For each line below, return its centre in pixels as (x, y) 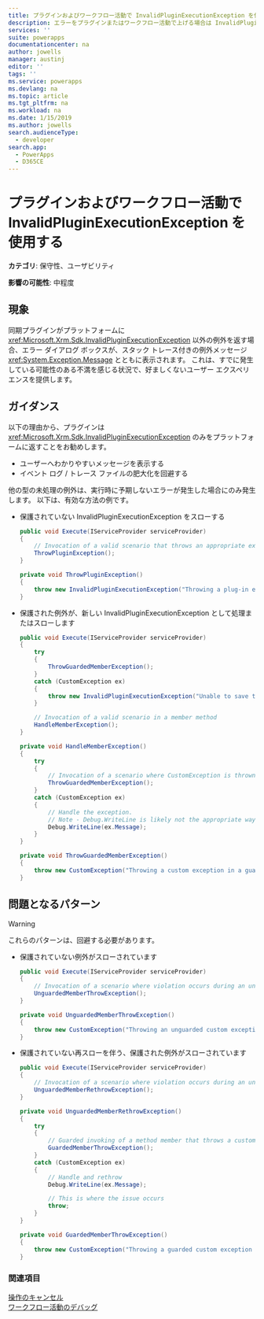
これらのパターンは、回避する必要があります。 (83, 940)
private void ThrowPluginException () (81, 575)
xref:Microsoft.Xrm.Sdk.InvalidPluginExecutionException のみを (111, 437)
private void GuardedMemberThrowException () (93, 1235)
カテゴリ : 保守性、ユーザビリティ (62, 266)
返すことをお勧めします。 (70, 446)
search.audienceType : (44, 132)
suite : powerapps (37, 37)
